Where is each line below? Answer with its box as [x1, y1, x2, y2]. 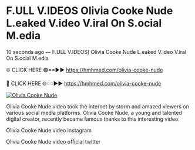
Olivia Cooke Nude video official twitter [6, 138, 101, 145]
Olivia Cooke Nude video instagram [6, 127, 92, 134]
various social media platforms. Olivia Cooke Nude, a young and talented [6, 109, 182, 116]
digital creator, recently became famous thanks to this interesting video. [6, 115, 180, 122]
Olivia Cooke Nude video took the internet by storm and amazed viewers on [6, 103, 190, 110]
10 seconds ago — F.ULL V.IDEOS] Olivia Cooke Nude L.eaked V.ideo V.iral [6, 48, 187, 55]
